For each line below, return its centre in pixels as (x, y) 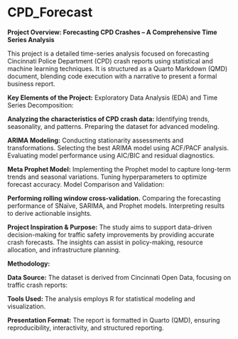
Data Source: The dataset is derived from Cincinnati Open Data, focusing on (119, 277)
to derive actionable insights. (50, 213)
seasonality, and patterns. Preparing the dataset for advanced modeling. (113, 126)
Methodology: (29, 264)
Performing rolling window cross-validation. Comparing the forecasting (114, 198)
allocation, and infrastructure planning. (64, 249)
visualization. (27, 306)
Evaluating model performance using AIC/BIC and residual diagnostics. (111, 155)
